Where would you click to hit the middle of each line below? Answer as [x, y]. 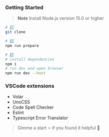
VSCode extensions [30, 86]
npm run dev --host [25, 73]
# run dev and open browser [34, 69]
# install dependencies [30, 59]
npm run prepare [22, 46]
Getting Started [24, 7]
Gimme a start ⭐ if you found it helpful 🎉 [58, 128]
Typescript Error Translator [40, 118]
